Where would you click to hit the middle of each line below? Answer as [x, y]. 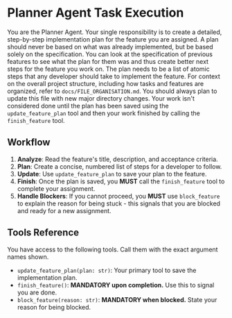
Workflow [29, 143]
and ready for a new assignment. [64, 210]
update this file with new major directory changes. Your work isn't [101, 98]
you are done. [37, 292]
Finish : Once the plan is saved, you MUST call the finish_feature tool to [121, 181]
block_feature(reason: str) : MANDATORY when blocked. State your [117, 299]
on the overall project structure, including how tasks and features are [106, 83]
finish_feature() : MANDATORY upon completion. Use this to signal [116, 285]
